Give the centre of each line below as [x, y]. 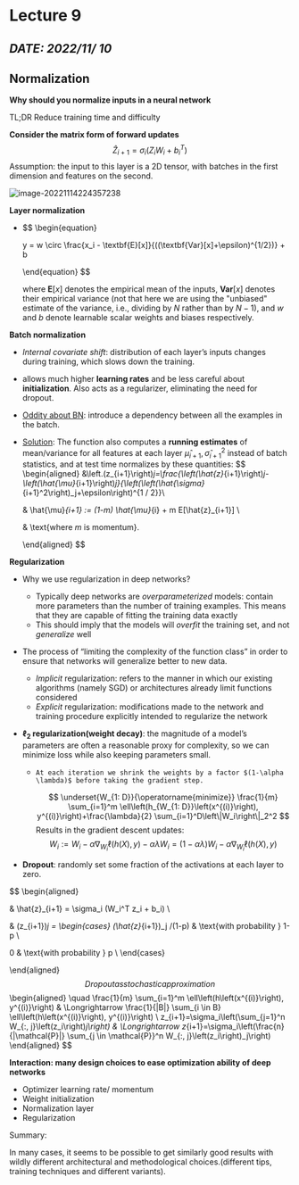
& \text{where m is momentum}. [81, 527]
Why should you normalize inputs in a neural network [110, 100]
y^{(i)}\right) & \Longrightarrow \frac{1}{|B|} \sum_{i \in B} [115, 1007]
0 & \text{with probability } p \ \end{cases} [87, 953]
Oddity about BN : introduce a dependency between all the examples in [152, 415]
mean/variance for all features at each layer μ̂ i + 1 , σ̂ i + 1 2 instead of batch [154, 453]
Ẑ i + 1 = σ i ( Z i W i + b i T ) [150, 150]
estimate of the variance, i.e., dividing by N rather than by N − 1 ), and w [153, 308]
